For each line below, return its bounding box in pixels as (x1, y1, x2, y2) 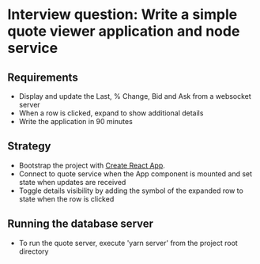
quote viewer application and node (7, 22, 240, 40)
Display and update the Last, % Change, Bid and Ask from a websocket (18, 92, 252, 100)
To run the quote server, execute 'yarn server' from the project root (18, 238, 238, 247)
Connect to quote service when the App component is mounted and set (18, 168, 253, 179)
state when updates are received (18, 177, 126, 187)
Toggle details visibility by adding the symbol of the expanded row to (18, 186, 244, 195)
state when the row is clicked (18, 194, 115, 203)
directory (18, 247, 49, 256)
